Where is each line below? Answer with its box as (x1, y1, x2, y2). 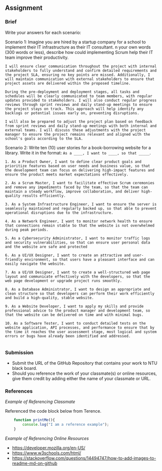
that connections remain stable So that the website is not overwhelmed (5, 223, 155, 228)
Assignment (5, 4, 43, 12)
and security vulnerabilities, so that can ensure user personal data (5, 240, 150, 245)
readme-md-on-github (12, 460, 58, 466)
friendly (5, 257, 23, 262)
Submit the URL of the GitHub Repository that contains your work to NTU (12, 360, 158, 366)
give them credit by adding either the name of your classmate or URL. (12, 375, 151, 381)
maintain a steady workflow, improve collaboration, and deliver (5, 189, 139, 194)
